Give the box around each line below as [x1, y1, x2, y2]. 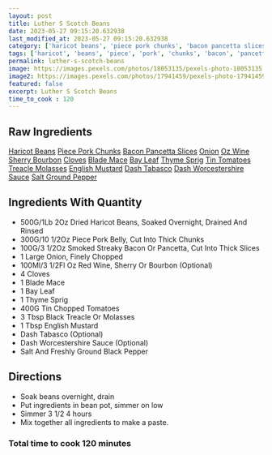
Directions [8, 370, 62, 384]
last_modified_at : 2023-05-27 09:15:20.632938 [8, 34, 168, 43]
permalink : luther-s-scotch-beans [8, 58, 125, 66]
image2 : [8, 72, 35, 80]
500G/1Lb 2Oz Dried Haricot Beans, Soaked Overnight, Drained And [19, 217, 248, 227]
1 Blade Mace [19, 277, 66, 287]
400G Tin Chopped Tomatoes [19, 303, 120, 313]
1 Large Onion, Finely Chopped [19, 251, 124, 261]
